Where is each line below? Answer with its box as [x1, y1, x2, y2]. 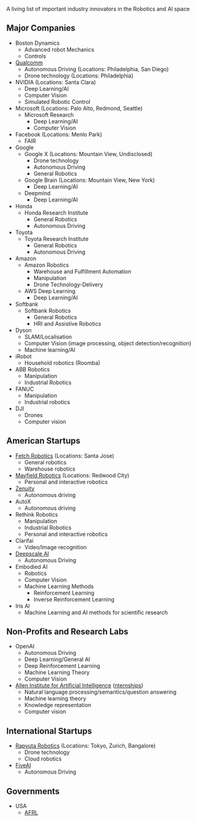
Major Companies [6, 23, 76, 33]
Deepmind [24, 189, 51, 197]
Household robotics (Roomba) [24, 359, 101, 366]
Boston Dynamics [15, 39, 60, 47]
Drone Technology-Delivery [33, 281, 103, 288]
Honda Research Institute [24, 209, 89, 216]
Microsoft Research [24, 111, 74, 119]
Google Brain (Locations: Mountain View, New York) [24, 176, 155, 184]
